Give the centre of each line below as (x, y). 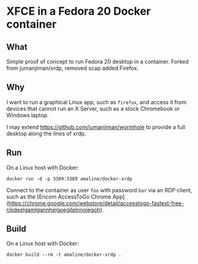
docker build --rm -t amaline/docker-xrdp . (64, 255)
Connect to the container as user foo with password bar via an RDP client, (99, 190)
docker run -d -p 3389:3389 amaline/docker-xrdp (69, 179)
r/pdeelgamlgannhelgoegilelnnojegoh (53, 209)
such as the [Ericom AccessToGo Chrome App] (66, 197)
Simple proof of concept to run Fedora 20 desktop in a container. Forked (98, 62)
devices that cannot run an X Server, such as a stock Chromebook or (93, 108)
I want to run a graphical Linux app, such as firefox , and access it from (97, 102)
